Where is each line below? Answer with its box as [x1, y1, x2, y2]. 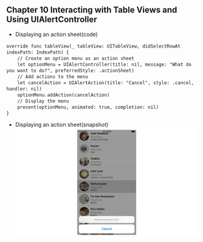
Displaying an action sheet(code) [15, 30, 98, 38]
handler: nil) [6, 85, 43, 92]
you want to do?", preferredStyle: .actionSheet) [6, 67, 135, 74]
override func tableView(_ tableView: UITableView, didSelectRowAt [6, 43, 181, 49]
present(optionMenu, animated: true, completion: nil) [17, 104, 159, 110]
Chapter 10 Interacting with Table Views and [6, 5, 177, 15]
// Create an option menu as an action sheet [17, 55, 135, 62]
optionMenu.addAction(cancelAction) [17, 91, 111, 98]
